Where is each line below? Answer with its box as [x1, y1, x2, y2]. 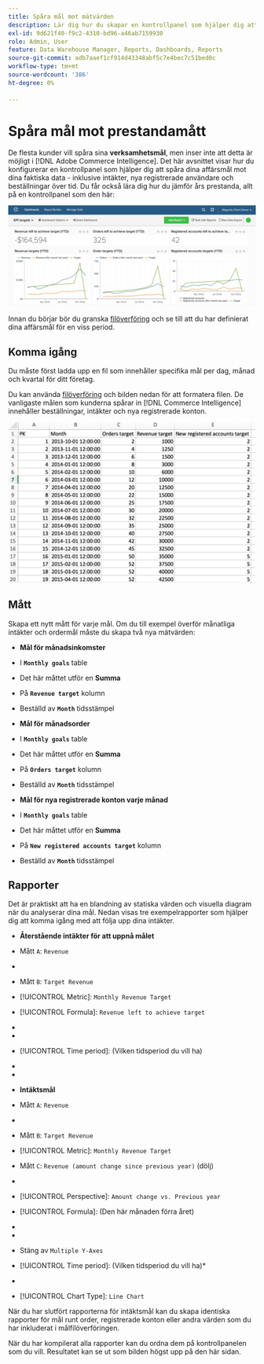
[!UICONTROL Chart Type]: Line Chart [19, 1292, 145, 1301]
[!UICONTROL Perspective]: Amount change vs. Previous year [19, 1192, 222, 1201]
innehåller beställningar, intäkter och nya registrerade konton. [8, 406, 207, 416]
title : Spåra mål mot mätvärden [8, 13, 114, 20]
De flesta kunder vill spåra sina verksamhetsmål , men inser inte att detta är [8, 148, 253, 157]
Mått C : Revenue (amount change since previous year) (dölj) [19, 1161, 214, 1171]
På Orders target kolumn [19, 764, 102, 774]
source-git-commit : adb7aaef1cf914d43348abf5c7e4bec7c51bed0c [8, 54, 216, 62]
